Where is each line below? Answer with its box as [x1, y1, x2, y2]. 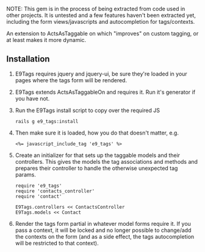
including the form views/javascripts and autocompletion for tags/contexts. [6, 18, 195, 25]
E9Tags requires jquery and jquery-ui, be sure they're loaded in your [15, 70, 187, 77]
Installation [6, 54, 50, 65]
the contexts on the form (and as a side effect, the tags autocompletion [15, 233, 195, 240]
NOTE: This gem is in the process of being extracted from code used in [6, 5, 185, 12]
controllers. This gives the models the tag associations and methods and [15, 158, 198, 165]
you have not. [15, 94, 50, 102]
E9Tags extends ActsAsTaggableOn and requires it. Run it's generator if [15, 88, 196, 96]
